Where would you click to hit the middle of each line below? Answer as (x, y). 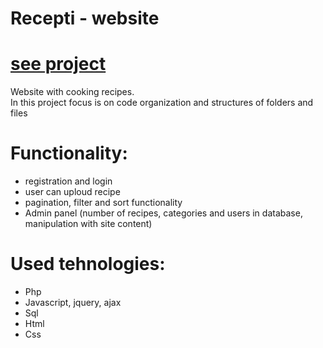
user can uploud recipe (72, 192)
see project (58, 64)
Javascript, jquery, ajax (73, 302)
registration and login (68, 181)
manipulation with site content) (88, 224)
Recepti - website (85, 18)
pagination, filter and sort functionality (103, 203)
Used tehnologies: (88, 264)
